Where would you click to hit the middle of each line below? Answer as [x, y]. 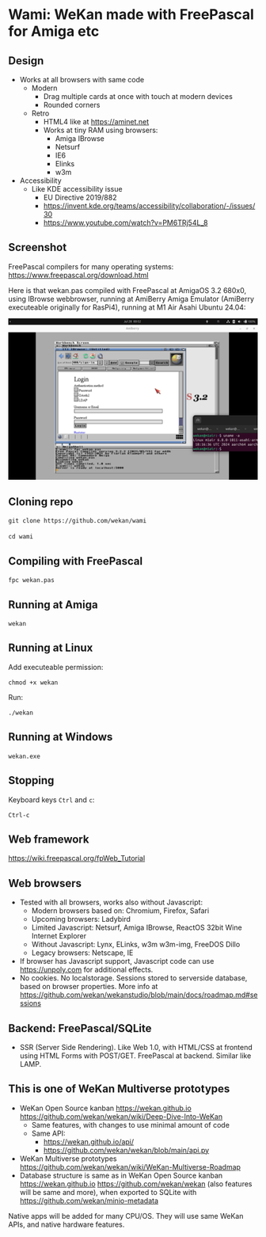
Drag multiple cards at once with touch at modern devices [138, 96]
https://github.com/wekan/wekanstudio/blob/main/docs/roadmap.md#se [139, 995]
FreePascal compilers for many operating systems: [91, 266]
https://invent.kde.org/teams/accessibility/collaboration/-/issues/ [149, 206]
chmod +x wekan [33, 683]
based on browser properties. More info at [89, 987]
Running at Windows [61, 737]
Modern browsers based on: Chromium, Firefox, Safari [120, 911]
